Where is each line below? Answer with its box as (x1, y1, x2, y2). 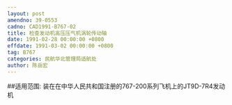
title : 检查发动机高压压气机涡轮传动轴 (7, 29, 107, 37)
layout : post (7, 10, 45, 17)
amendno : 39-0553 (7, 17, 58, 24)
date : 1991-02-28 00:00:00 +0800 (7, 36, 105, 43)
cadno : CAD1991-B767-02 (7, 23, 77, 30)
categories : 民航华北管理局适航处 (7, 56, 97, 63)
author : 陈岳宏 (7, 62, 48, 69)
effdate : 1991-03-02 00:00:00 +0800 (7, 42, 114, 49)
